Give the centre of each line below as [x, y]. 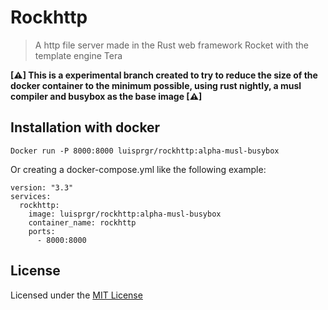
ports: [42, 231]
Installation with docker [85, 127]
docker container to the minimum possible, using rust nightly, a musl [156, 85]
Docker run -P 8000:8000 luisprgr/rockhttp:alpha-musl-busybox [145, 151]
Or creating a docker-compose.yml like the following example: [138, 169]
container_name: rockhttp [82, 222]
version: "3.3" [42, 187]
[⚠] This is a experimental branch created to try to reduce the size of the [164, 75]
